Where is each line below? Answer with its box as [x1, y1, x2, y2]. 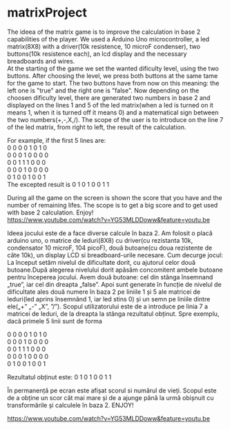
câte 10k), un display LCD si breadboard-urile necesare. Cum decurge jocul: [7, 250, 223, 259]
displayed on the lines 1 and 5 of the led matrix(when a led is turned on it [7, 101, 214, 109]
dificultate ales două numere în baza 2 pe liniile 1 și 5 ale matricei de [7, 288, 201, 296]
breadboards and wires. [7, 57, 75, 65]
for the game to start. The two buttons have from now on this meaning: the [7, 79, 220, 87]
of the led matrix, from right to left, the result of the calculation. [7, 123, 186, 131]
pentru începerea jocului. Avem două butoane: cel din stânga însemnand [7, 272, 213, 281]
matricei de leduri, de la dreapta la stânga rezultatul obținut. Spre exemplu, [7, 309, 220, 318]
